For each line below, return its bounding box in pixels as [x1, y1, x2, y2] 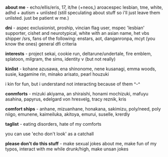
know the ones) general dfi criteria [5, 41, 77, 47]
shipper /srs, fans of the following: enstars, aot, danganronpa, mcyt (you [5, 35, 155, 41]
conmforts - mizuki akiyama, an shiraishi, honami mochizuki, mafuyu [5, 91, 148, 96]
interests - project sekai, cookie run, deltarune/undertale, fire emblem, [5, 50, 152, 57]
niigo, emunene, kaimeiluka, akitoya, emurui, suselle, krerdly [5, 111, 130, 117]
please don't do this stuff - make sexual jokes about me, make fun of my [5, 141, 157, 146]
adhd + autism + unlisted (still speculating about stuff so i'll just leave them [5, 10, 160, 16]
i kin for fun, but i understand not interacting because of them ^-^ [5, 81, 140, 87]
